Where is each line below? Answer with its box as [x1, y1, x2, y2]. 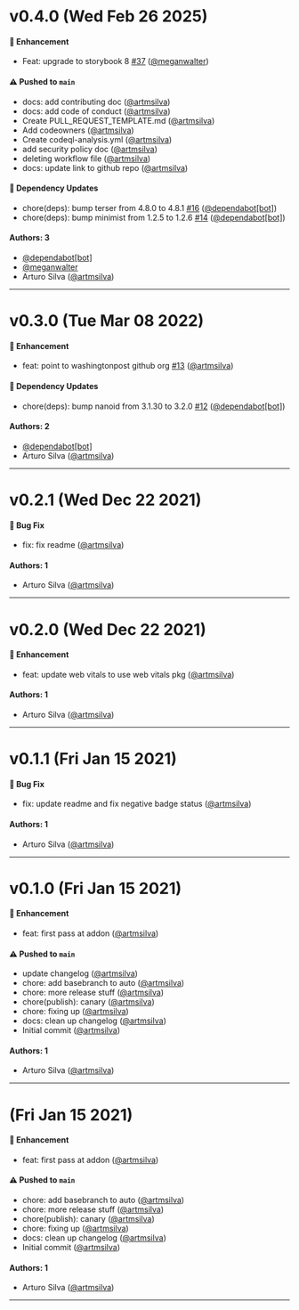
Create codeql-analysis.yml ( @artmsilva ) [21, 134, 173, 144]
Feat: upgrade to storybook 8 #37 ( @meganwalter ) [21, 56, 209, 67]
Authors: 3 [9, 232, 51, 243]
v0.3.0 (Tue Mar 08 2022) [9, 311, 205, 331]
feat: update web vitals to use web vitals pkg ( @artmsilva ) [21, 669, 235, 679]
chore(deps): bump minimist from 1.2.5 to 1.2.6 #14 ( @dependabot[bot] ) [21, 212, 287, 223]
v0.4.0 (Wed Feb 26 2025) [9, 6, 208, 27]
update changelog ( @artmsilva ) [21, 968, 138, 979]
